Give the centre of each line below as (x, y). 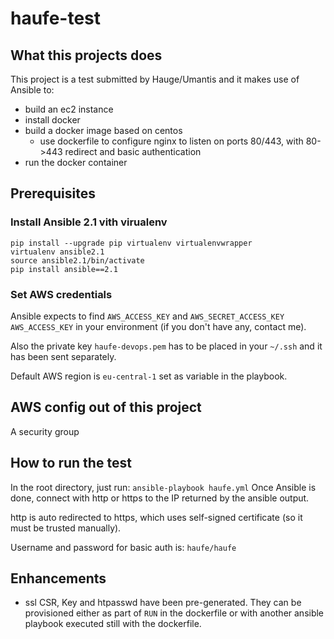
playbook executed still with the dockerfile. (113, 624)
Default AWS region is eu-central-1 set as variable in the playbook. (149, 376)
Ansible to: (32, 90)
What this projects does (86, 55)
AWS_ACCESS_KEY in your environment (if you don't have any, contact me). (158, 326)
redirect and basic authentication (133, 151)
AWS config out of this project (106, 407)
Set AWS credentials (61, 294)
